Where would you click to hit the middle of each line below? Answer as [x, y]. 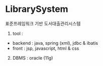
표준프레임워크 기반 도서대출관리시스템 [43, 23]
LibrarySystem [37, 9]
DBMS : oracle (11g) [33, 58]
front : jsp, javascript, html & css [46, 48]
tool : [18, 33]
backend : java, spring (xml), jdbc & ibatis [55, 43]
